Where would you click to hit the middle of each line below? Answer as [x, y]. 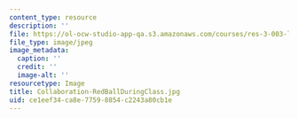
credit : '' [37, 67]
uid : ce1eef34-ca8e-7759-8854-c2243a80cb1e [91, 100]
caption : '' [39, 59]
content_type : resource [53, 17]
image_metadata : [39, 51]
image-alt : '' [43, 75]
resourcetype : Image [47, 83]
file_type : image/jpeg [51, 42]
